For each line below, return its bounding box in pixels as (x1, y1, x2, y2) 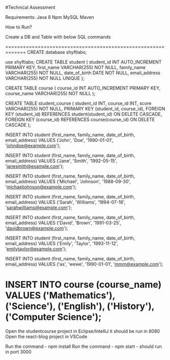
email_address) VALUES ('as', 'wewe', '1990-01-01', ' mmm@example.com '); (5, 261, 164, 267)
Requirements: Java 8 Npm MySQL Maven (5, 14, 94, 20)
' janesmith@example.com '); (5, 163, 64, 169)
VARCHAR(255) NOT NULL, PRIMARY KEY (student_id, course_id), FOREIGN (5, 106, 165, 111)
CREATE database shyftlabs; (27, 49, 87, 55)
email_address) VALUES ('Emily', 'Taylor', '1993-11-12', (5, 241, 119, 246)
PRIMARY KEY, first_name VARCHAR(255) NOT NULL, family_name (5, 65, 146, 70)
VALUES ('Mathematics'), (5, 290, 116, 302)
